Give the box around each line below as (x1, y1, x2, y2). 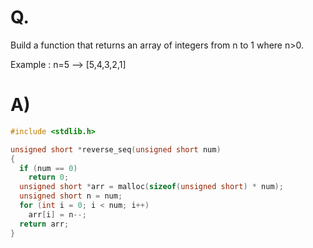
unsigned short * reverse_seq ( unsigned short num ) (10, 144, 222, 155)
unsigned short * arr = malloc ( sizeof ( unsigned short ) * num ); (19, 182, 284, 192)
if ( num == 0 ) (19, 163, 78, 173)
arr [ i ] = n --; (28, 209, 87, 220)
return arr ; (19, 219, 70, 229)
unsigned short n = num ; (19, 191, 123, 201)
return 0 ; (28, 172, 70, 183)
